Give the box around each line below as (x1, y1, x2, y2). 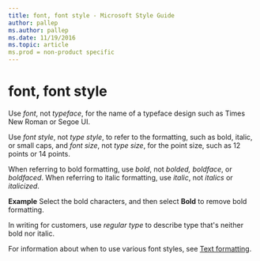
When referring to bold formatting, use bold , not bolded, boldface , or (8, 164, 232, 174)
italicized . (8, 181, 40, 191)
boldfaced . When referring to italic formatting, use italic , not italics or (8, 172, 233, 182)
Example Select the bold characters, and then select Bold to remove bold (8, 196, 247, 206)
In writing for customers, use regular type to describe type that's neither (8, 220, 243, 229)
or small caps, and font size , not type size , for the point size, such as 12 (8, 140, 241, 150)
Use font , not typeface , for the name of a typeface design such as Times (8, 108, 246, 118)
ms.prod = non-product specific (8, 48, 115, 56)
